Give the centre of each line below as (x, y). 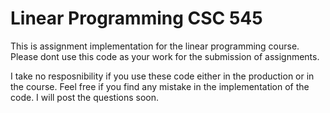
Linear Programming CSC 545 (136, 18)
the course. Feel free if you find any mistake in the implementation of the (160, 86)
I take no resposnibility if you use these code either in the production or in (162, 76)
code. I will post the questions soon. (85, 97)
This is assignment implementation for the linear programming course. (155, 46)
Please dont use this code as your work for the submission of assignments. (165, 56)
